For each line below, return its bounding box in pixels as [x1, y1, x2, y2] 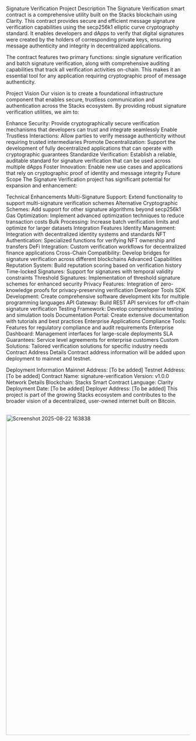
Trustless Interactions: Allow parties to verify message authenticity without [6, 132, 185, 139]
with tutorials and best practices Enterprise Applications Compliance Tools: [6, 318, 187, 324]
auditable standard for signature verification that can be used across [6, 157, 171, 164]
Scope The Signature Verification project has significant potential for [6, 176, 171, 183]
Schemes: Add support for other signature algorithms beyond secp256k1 [6, 206, 181, 212]
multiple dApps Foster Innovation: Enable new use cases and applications [6, 163, 183, 170]
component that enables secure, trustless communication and [6, 96, 155, 103]
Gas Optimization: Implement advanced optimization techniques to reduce [6, 212, 184, 219]
